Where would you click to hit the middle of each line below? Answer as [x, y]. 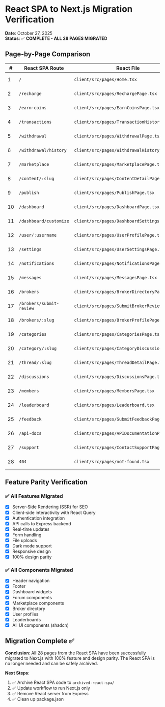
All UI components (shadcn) [40, 625]
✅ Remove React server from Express [50, 693]
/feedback [30, 419]
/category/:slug [38, 348]
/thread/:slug [35, 362]
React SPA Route [44, 68]
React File [128, 68]
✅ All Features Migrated [34, 496]
